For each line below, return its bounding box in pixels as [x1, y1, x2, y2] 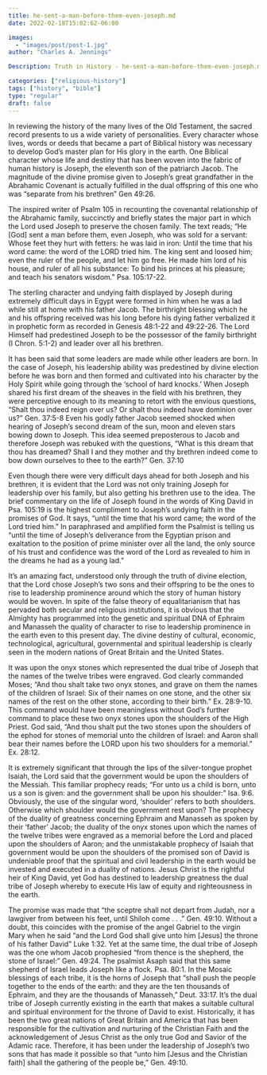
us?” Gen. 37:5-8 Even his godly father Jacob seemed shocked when [8, 413, 236, 422]
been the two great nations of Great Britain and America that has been [8, 1015, 238, 1025]
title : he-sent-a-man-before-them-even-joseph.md [8, 11, 176, 20]
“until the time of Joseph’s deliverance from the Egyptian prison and [8, 530, 231, 539]
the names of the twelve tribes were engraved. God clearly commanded [8, 671, 244, 681]
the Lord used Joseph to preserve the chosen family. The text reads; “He [8, 221, 247, 231]
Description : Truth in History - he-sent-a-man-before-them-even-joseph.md [8, 63, 265, 71]
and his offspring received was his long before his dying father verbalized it [8, 312, 256, 323]
